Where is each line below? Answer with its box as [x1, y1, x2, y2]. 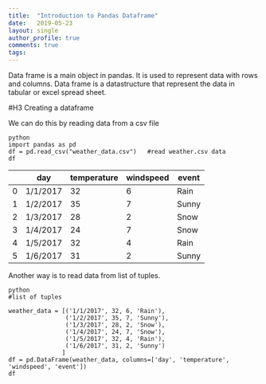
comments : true [8, 41, 59, 49]
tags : [8, 49, 26, 57]
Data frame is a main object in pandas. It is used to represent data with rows [8, 71, 258, 80]
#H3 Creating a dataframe [8, 103, 94, 112]
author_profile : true [8, 33, 80, 42]
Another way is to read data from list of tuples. [8, 271, 161, 280]
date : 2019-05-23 [8, 19, 73, 27]
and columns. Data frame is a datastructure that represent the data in [8, 79, 235, 88]
